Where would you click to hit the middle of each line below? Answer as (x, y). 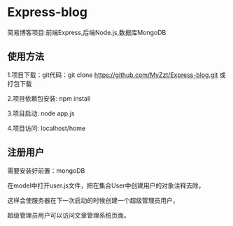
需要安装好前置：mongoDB (46, 170)
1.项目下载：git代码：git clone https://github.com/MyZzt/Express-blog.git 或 (116, 75)
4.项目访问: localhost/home (47, 128)
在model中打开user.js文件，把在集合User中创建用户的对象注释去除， (106, 185)
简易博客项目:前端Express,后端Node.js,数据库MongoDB (87, 32)
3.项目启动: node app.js (41, 113)
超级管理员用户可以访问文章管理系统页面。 (69, 215)
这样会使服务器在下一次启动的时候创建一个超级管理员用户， (93, 200)
